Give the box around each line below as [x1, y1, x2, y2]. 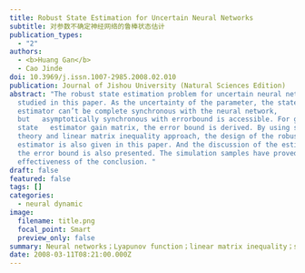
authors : [9, 47, 43, 56]
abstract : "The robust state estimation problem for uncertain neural [9, 89, 282, 98]
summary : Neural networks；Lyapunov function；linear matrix [9, 242, 243, 251]
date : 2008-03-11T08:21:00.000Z [9, 250, 132, 259]
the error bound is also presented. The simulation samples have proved [17, 148, 299, 157]
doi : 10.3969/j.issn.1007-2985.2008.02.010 [9, 73, 177, 82]
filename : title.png [17, 216, 95, 226]
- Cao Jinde [17, 65, 64, 74]
